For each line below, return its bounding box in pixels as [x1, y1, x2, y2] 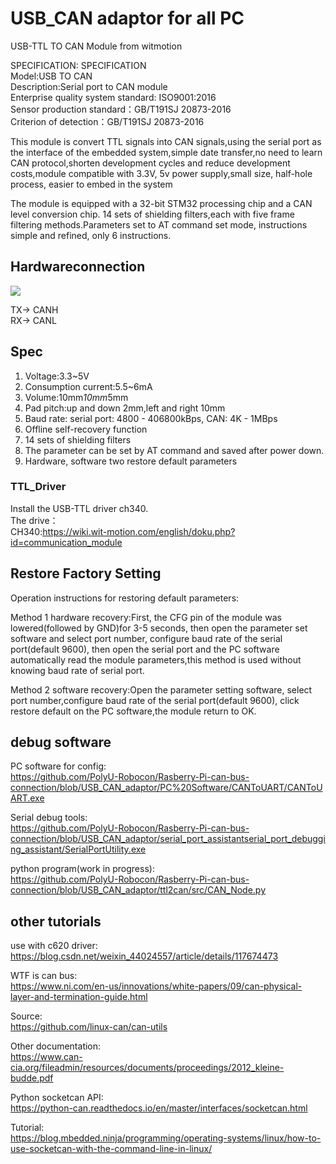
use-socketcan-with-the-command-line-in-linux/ [10, 1143, 213, 1155]
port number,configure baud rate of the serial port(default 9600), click [10, 694, 300, 706]
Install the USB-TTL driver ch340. [10, 502, 149, 514]
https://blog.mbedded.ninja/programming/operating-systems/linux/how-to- [10, 1132, 322, 1144]
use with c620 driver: [10, 940, 98, 952]
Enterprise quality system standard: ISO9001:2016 [10, 91, 217, 103]
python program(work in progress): [10, 863, 155, 875]
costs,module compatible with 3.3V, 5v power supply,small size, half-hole [10, 167, 313, 179]
